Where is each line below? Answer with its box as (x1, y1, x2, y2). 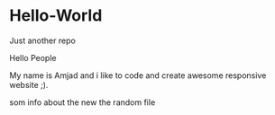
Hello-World (9, 5, 103, 26)
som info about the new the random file (9, 96, 156, 108)
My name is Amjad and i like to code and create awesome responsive (9, 69, 267, 81)
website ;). (9, 79, 49, 90)
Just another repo (9, 35, 77, 46)
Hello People (9, 52, 57, 63)
